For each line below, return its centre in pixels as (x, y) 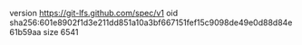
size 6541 (61, 32)
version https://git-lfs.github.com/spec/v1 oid (94, 13)
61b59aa (25, 32)
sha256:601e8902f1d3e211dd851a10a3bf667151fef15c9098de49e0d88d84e (151, 22)
